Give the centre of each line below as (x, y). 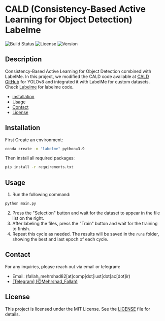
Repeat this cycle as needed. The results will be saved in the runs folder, (85, 234)
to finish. (21, 229)
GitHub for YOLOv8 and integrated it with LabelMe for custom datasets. (78, 81)
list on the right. (28, 218)
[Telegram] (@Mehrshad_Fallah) (45, 281)
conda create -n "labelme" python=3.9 (45, 149)
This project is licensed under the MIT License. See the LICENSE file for (78, 309)
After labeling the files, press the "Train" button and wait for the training (85, 223)
